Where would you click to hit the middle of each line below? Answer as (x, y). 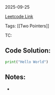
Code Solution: (28, 51)
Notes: (15, 77)
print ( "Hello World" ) (27, 62)
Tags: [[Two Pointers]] (27, 26)
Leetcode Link (19, 16)
